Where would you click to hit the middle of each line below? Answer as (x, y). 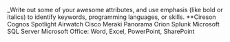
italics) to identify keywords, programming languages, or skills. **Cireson (112, 17)
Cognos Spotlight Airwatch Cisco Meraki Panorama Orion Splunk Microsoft (114, 24)
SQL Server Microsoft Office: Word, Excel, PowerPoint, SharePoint (101, 31)
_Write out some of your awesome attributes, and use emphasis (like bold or (115, 10)
